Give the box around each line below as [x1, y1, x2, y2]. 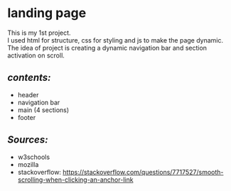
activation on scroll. [7, 51, 65, 60]
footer [17, 113, 36, 121]
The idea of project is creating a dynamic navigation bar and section [7, 43, 208, 52]
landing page [7, 5, 87, 21]
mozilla [17, 160, 39, 168]
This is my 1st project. [7, 28, 71, 37]
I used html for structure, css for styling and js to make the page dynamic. [7, 36, 224, 44]
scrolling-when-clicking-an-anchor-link [17, 175, 134, 184]
